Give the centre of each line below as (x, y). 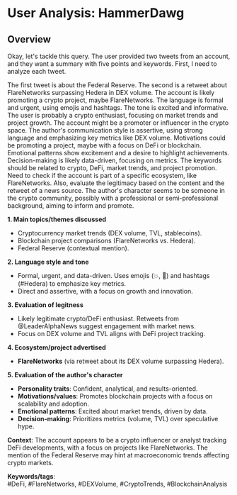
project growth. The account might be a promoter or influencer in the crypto (118, 123)
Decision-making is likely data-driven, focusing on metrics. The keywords (115, 160)
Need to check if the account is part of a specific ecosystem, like (102, 176)
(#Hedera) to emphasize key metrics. (71, 284)
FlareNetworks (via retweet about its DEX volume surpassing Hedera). (121, 361)
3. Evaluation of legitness (45, 305)
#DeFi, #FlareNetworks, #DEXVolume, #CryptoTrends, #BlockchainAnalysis (117, 484)
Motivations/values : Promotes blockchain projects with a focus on (115, 396)
